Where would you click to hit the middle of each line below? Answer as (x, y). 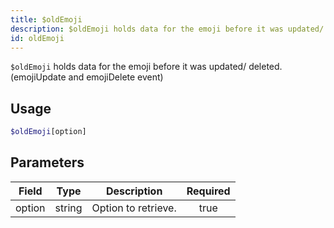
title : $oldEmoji (46, 19)
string (68, 208)
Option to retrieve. (134, 208)
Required (208, 191)
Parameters (47, 162)
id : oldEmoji (37, 38)
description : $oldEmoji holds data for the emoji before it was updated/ (167, 29)
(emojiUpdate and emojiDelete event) (87, 77)
